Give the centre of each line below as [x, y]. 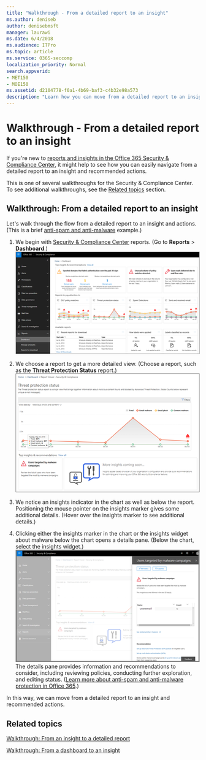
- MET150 [17, 78]
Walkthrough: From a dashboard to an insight [63, 750]
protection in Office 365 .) [47, 686]
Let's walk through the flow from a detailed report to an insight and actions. [101, 223]
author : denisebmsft [33, 26]
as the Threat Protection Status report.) [66, 370]
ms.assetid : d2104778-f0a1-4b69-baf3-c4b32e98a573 [72, 91]
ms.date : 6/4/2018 [30, 39]
